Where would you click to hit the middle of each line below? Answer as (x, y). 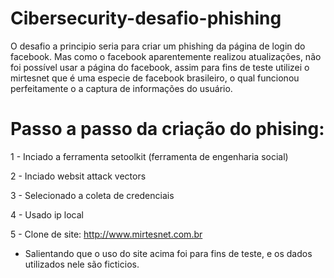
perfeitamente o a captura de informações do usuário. (121, 88)
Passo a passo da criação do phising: (167, 129)
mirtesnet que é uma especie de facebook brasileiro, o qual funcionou (155, 78)
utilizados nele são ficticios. (82, 264)
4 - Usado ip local (47, 214)
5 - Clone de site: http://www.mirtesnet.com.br (106, 234)
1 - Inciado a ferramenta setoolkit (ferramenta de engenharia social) (149, 156)
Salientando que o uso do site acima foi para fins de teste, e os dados (168, 253)
